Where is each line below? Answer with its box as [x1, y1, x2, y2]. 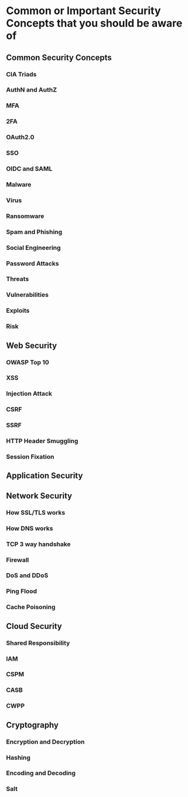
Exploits [6, 307, 30, 315]
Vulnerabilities [6, 291, 49, 299]
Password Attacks [6, 259, 59, 267]
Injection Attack [6, 390, 53, 398]
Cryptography [6, 720, 59, 730]
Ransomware [6, 212, 45, 220]
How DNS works [6, 524, 53, 533]
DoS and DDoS [6, 571, 49, 580]
